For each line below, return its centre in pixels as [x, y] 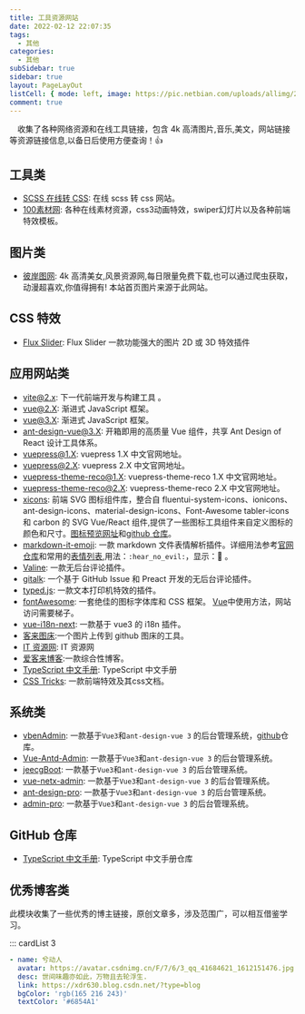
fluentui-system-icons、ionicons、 [227, 499]
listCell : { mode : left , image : [70, 94]
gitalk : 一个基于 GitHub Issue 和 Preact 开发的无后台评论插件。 [139, 578]
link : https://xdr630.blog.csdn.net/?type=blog [109, 985]
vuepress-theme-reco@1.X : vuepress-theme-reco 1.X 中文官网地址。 [152, 477]
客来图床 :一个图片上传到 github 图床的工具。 [105, 635]
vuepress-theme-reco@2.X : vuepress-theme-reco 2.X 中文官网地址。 [153, 487]
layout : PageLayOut [46, 85]
